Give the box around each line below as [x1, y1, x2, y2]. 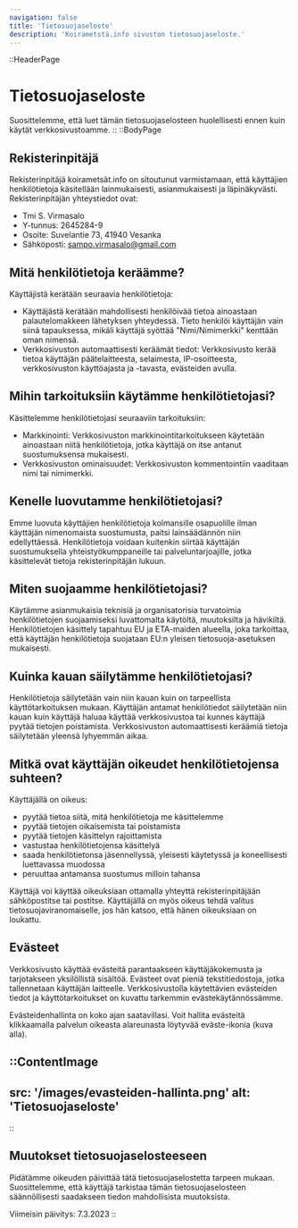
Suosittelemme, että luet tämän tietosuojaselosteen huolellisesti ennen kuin [9, 115, 286, 126]
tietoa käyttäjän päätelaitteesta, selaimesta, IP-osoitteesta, [21, 353, 237, 364]
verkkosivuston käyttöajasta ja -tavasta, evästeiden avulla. [21, 363, 237, 374]
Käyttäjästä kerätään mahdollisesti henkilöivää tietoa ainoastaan [21, 306, 258, 316]
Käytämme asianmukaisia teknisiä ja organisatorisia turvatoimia [9, 605, 242, 616]
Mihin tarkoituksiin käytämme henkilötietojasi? [9, 389, 276, 404]
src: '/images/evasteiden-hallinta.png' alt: [9, 1085, 251, 1100]
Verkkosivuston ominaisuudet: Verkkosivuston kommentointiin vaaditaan [21, 458, 289, 469]
